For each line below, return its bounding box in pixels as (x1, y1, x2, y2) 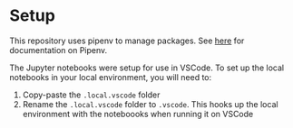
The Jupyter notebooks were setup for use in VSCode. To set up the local (9, 62, 284, 73)
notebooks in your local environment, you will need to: (9, 71, 212, 82)
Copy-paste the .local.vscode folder (22, 89, 161, 100)
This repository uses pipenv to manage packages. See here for (9, 35, 245, 46)
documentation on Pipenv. (9, 44, 108, 55)
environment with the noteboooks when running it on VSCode (22, 108, 254, 119)
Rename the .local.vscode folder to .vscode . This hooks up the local (22, 98, 278, 109)
